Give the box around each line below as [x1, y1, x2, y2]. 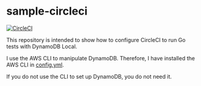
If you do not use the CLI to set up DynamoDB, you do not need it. [6, 73, 172, 80]
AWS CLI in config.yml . [6, 61, 64, 68]
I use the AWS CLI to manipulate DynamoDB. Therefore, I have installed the [6, 54, 196, 62]
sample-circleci [6, 4, 88, 18]
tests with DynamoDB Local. [6, 43, 78, 50]
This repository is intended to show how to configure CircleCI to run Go [6, 36, 186, 43]
